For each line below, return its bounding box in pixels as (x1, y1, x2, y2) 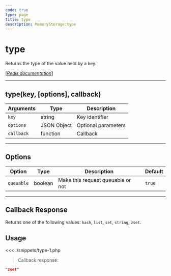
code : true (5, 7, 28, 13)
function (40, 130, 61, 137)
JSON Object (40, 122, 72, 129)
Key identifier (76, 114, 108, 120)
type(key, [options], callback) (5, 90, 101, 98)
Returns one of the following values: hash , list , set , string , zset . (5, 219, 141, 225)
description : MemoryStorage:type (5, 21, 76, 27)
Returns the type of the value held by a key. (5, 61, 97, 67)
